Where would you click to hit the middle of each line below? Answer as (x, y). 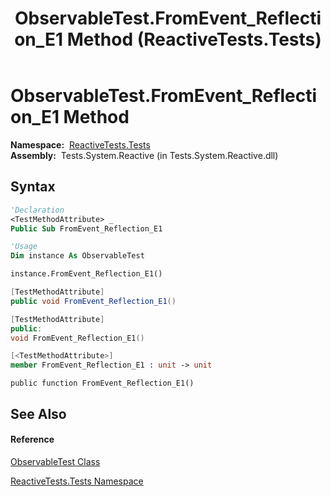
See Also (38, 413)
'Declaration (37, 210)
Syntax (33, 187)
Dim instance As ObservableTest (77, 256)
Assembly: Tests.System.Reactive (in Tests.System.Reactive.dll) (144, 155)
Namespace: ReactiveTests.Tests (80, 144)
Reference (32, 439)
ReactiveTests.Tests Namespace (77, 481)
